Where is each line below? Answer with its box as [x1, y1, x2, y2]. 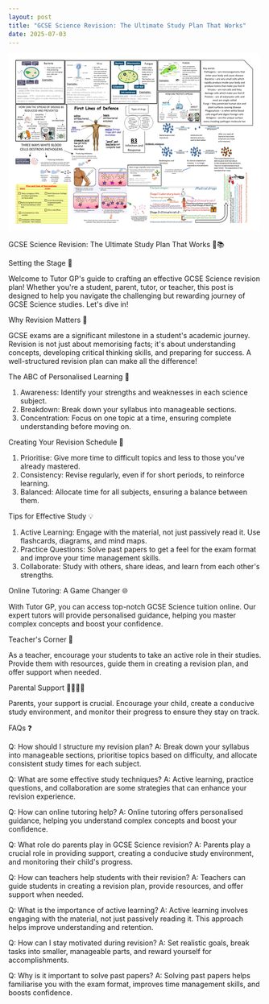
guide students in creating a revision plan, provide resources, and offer [8, 882, 244, 891]
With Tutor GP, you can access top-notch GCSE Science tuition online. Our [8, 602, 256, 612]
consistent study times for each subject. [8, 759, 142, 769]
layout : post [8, 13, 52, 21]
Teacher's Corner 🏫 [8, 634, 74, 644]
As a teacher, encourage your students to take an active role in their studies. [8, 651, 262, 660]
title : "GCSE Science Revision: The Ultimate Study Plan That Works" [8, 21, 247, 30]
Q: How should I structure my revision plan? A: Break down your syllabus [8, 742, 250, 752]
